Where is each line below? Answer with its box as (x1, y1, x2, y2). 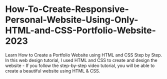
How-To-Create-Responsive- (5, 3, 129, 15)
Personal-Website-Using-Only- (5, 14, 138, 25)
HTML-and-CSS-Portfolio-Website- (5, 25, 156, 36)
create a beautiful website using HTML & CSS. (5, 67, 100, 73)
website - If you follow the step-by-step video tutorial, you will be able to (5, 62, 155, 68)
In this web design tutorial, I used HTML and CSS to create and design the (5, 57, 157, 63)
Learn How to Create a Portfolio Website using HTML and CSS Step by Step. (5, 51, 162, 58)
